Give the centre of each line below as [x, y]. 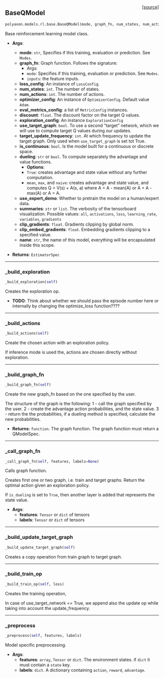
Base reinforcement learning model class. [47, 33]
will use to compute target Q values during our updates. [75, 130]
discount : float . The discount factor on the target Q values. [80, 115]
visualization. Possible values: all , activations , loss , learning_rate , [88, 214]
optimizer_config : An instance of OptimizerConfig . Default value [84, 99]
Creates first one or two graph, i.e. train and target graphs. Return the [75, 480]
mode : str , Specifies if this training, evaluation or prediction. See [85, 52]
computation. [40, 177]
